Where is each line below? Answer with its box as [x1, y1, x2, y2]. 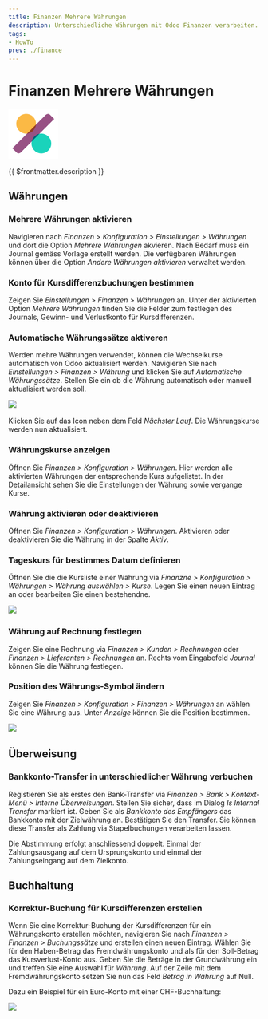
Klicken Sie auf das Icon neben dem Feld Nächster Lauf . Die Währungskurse [8, 416, 260, 426]
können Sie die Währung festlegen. [8, 661, 124, 670]
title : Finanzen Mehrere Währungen [8, 13, 127, 21]
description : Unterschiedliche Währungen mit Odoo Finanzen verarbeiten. [8, 21, 259, 30]
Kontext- [231, 789, 260, 799]
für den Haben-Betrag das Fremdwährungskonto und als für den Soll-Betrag [8, 946, 259, 956]
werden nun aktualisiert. [8, 425, 88, 434]
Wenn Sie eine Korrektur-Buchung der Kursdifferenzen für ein [8, 921, 211, 930]
